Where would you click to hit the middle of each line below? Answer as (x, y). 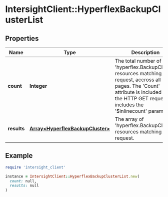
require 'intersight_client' (35, 167)
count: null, (23, 181)
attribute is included (138, 92)
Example (19, 156)
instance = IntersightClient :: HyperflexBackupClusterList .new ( (72, 176)
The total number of (138, 61)
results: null (24, 186)
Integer (38, 86)
